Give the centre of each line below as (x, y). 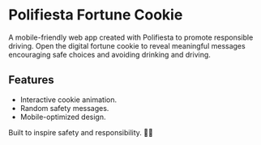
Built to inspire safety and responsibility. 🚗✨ (81, 132)
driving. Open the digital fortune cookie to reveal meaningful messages (127, 45)
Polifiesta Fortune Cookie (96, 15)
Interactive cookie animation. (68, 100)
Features (31, 80)
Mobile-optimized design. (63, 117)
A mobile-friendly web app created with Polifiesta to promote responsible (131, 37)
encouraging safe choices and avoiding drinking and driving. (109, 54)
